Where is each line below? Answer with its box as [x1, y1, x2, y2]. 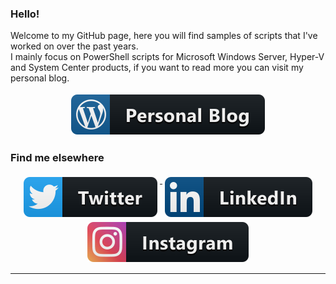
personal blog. [10, 72, 70, 84]
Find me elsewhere [10, 151, 105, 165]
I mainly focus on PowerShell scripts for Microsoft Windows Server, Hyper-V [10, 51, 325, 63]
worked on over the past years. [10, 40, 139, 52]
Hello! [10, 7, 40, 21]
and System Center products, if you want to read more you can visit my [10, 62, 304, 74]
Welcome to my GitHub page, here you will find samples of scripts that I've [10, 30, 318, 42]
